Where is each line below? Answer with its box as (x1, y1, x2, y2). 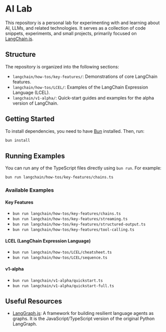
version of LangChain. (12, 100, 59, 106)
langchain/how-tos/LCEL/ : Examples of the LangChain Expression (12, 84, 148, 90)
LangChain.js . (5, 36, 34, 42)
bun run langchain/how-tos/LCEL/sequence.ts (12, 255, 108, 261)
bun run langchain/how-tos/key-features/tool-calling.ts (12, 227, 135, 232)
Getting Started (5, 115, 55, 123)
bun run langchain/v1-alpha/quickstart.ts (12, 278, 103, 283)
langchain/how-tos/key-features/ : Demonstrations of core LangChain (12, 73, 157, 79)
